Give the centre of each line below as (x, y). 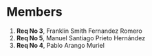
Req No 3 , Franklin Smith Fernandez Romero (79, 31)
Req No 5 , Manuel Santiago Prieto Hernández (81, 38)
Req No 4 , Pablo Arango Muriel (60, 45)
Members (34, 12)
